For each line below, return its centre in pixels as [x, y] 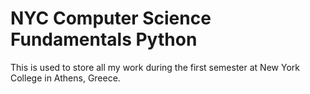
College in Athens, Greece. [65, 78]
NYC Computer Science [111, 18]
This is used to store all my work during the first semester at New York [155, 67]
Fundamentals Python [104, 39]
